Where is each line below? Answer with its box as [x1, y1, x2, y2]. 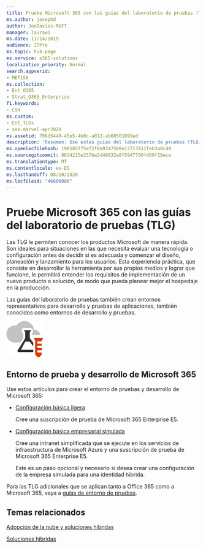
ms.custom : [6, 113, 34, 120]
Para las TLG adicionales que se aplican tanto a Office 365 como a [6, 483, 175, 490]
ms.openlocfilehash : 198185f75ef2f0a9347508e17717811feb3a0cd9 [6, 146, 172, 152]
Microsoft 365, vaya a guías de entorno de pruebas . [6, 489, 138, 497]
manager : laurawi [6, 29, 51, 36]
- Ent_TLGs [6, 120, 34, 126]
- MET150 [6, 74, 29, 81]
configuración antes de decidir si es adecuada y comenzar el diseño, [6, 251, 181, 259]
